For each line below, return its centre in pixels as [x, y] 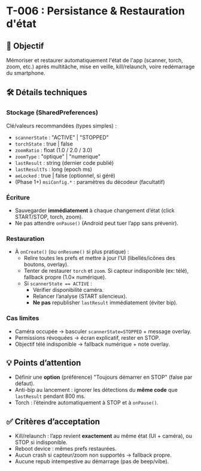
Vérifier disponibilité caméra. [68, 290]
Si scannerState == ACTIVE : [58, 283]
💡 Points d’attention [44, 363]
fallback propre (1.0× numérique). [65, 277]
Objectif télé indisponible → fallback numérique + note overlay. [92, 344]
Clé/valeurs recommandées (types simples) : [61, 126]
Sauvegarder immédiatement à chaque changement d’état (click [95, 210]
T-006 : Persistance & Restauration [96, 11]
